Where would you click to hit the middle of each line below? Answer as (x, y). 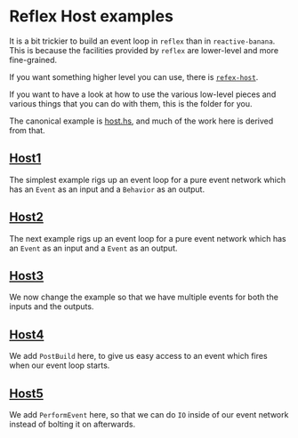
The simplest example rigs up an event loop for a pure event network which (148, 179)
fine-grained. (33, 60)
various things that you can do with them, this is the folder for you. (131, 103)
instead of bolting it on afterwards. (72, 424)
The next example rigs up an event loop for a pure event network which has (148, 238)
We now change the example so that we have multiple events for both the (144, 297)
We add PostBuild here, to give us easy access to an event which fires (139, 356)
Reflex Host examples (91, 16)
